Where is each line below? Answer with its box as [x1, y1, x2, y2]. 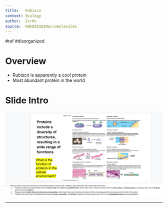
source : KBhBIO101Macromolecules [5, 24, 77, 29]
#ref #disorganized [5, 38, 45, 44]
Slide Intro [5, 95, 48, 106]
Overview [5, 55, 46, 67]
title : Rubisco [5, 8, 41, 13]
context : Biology [5, 13, 41, 18]
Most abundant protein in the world [12, 77, 85, 83]
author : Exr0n [5, 18, 37, 23]
